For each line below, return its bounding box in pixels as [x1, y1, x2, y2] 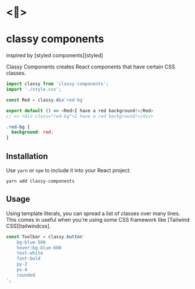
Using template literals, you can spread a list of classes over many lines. [6, 209, 180, 217]
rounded [16, 272, 35, 278]
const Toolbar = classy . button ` [6, 234, 85, 239]
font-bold [16, 256, 41, 262]
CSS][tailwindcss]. [6, 222, 51, 229]
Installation [6, 151, 48, 161]
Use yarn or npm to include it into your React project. [6, 166, 131, 173]
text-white [16, 250, 43, 256]
